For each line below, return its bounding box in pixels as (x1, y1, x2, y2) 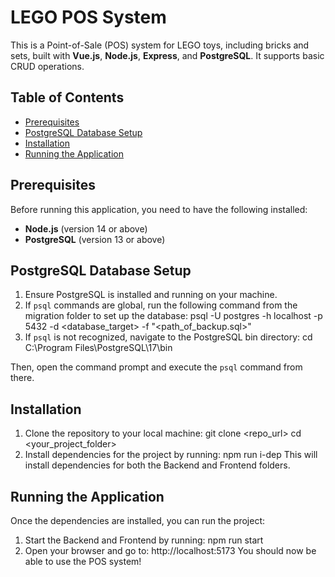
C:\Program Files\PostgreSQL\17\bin (24, 342, 173, 354)
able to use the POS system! (24, 556, 142, 567)
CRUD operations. (10, 60, 85, 72)
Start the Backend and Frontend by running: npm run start (24, 534, 264, 546)
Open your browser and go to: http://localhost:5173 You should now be (24, 545, 317, 556)
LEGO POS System (10, 6, 167, 29)
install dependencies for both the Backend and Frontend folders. (24, 459, 291, 471)
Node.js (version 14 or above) (24, 222, 148, 235)
